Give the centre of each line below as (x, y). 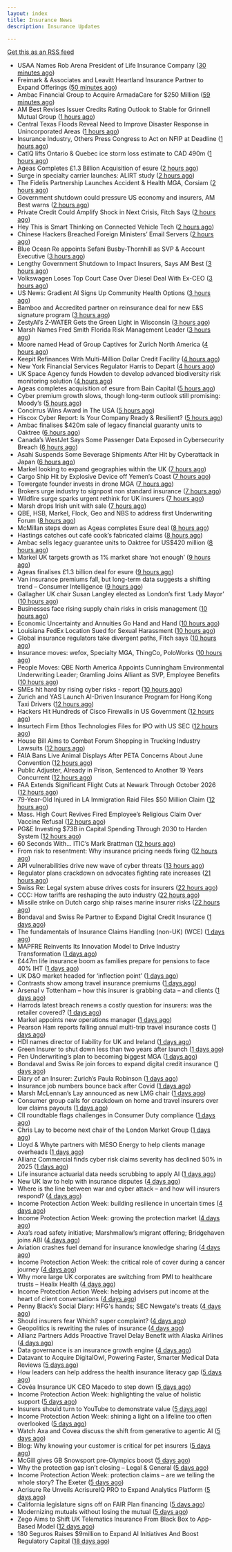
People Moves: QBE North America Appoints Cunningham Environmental (120, 668)
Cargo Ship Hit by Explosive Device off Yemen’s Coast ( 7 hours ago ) (114, 477)
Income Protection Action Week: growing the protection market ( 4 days (118, 1218)
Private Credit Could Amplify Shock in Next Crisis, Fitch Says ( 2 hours (116, 212)
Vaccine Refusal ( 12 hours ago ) (61, 822)
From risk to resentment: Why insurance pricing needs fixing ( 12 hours (117, 851)
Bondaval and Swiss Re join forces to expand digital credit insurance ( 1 (118, 1064)
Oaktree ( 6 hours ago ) (49, 433)
